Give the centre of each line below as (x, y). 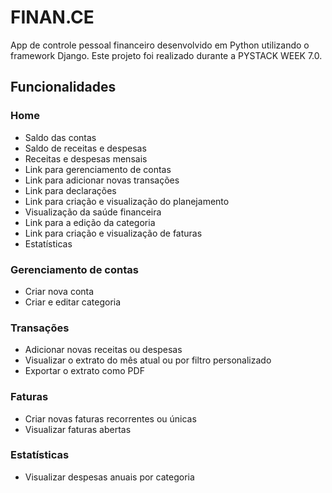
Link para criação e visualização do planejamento (127, 201)
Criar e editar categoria (73, 302)
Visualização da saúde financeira (93, 212)
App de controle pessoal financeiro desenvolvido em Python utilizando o (160, 45)
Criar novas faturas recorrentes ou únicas (110, 418)
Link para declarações (70, 190)
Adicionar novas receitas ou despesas (103, 350)
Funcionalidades (63, 87)
